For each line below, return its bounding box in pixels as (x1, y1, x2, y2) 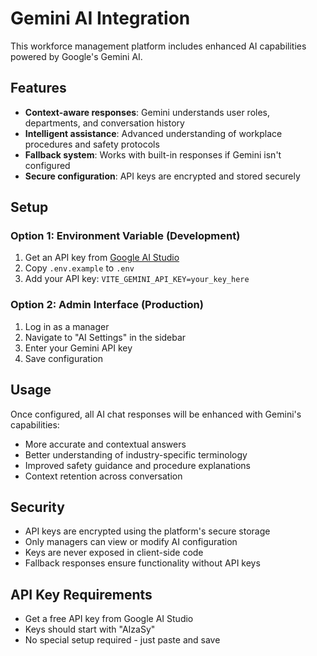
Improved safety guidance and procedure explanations (24, 459, 251, 471)
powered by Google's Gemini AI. (10, 50, 143, 62)
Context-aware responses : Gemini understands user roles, (24, 106, 270, 118)
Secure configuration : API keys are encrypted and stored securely (24, 170, 301, 182)
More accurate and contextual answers (24, 438, 187, 450)
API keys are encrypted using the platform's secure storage (24, 525, 271, 537)
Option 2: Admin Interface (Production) (10, 298, 204, 312)
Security (10, 498, 65, 516)
